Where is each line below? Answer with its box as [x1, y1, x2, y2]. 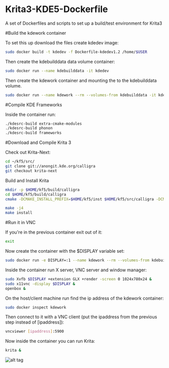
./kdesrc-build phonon [5, 126, 53, 131]
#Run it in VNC [5, 219, 36, 226]
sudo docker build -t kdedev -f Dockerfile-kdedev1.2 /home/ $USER [5, 49, 147, 54]
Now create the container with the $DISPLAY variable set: [5, 248, 125, 254]
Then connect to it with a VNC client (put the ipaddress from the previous [5, 314, 157, 320]
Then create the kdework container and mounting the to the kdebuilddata [5, 77, 157, 84]
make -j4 [5, 205, 24, 211]
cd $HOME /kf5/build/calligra [5, 192, 66, 197]
